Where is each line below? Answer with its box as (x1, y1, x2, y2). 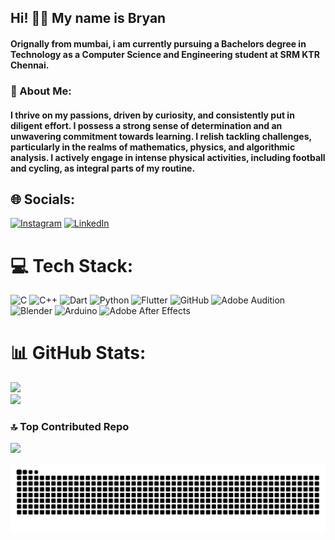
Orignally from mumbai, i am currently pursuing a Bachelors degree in (10, 37, 307, 50)
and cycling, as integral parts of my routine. (10, 162, 196, 174)
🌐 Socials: (10, 191, 76, 208)
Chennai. (10, 59, 50, 71)
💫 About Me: (10, 84, 72, 98)
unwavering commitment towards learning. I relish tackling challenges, (10, 130, 312, 142)
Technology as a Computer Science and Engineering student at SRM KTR (10, 48, 320, 60)
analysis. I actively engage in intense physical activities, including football (10, 151, 326, 163)
